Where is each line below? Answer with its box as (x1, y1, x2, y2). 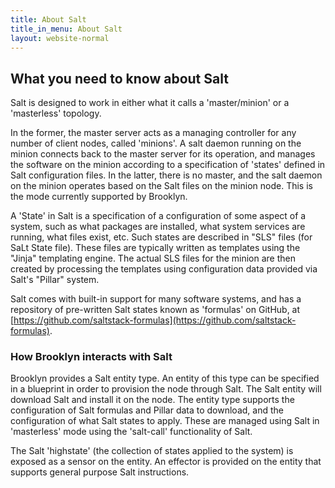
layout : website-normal (10, 33, 110, 43)
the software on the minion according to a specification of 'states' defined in (10, 159, 326, 171)
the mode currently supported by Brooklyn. (10, 191, 188, 203)
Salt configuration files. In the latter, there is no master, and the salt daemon (10, 169, 323, 181)
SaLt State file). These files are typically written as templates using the (10, 242, 301, 254)
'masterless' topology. (10, 107, 102, 120)
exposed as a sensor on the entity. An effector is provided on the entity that (10, 456, 322, 468)
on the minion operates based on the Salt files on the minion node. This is (10, 180, 313, 192)
